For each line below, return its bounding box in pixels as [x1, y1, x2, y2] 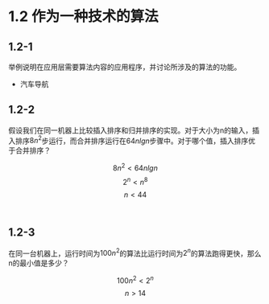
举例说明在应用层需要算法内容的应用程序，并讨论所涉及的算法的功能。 [8, 62, 242, 72]
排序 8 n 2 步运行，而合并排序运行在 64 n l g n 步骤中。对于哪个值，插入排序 [14, 134, 249, 146]
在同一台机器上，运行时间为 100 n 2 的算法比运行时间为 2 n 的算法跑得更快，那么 [8, 247, 262, 258]
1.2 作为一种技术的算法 [8, 7, 159, 26]
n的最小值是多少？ [8, 258, 70, 268]
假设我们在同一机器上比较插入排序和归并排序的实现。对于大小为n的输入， [8, 125, 253, 135]
